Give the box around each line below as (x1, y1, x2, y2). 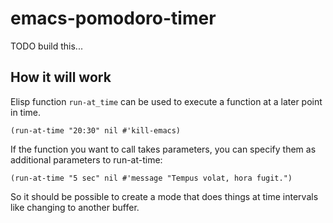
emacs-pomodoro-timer (10, 7, 217, 30)
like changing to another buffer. (10, 201, 140, 213)
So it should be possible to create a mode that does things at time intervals (10, 190, 319, 202)
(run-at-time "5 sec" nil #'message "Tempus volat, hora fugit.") (10, 173, 293, 183)
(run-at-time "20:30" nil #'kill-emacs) (10, 125, 182, 136)
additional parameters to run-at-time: (10, 153, 163, 166)
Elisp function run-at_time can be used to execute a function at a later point (10, 95, 323, 107)
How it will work (10, 69, 112, 86)
